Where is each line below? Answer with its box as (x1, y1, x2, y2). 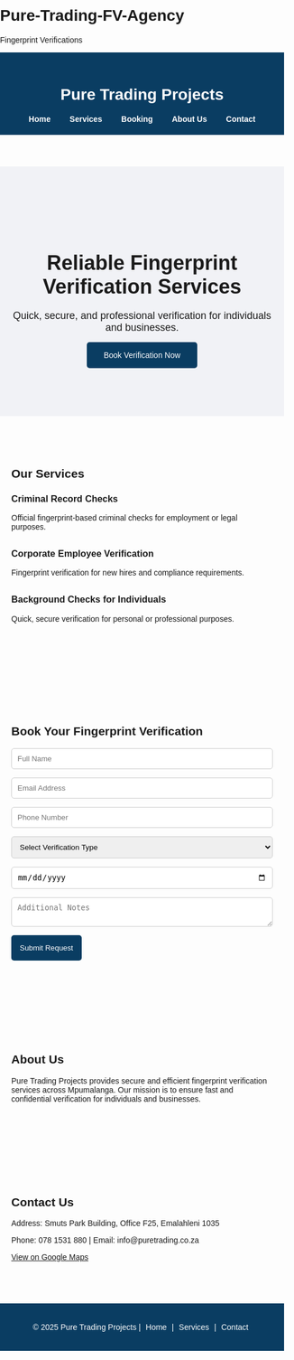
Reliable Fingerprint (46, 251, 238, 276)
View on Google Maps (11, 1252, 89, 1262)
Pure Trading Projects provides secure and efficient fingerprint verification (11, 1075, 268, 1086)
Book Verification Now (103, 351, 181, 361)
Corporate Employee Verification (11, 548, 154, 558)
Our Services (11, 466, 85, 481)
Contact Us (11, 1196, 74, 1209)
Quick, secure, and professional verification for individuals (12, 310, 272, 323)
